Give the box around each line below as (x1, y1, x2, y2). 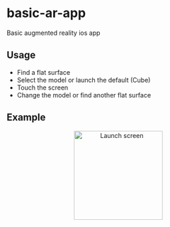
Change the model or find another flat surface (16, 90, 152, 99)
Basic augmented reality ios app (6, 28, 101, 37)
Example (6, 112, 46, 124)
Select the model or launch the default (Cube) (16, 75, 151, 84)
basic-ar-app (6, 5, 86, 21)
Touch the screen (16, 83, 69, 92)
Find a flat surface (16, 68, 71, 76)
